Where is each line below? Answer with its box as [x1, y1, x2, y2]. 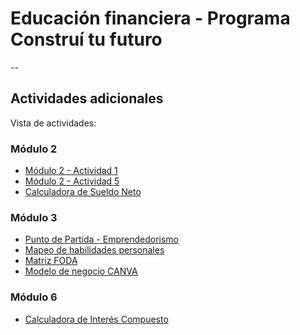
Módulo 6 [10, 290, 58, 304]
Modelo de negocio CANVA [24, 265, 138, 277]
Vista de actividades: [10, 117, 97, 129]
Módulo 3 [10, 210, 58, 224]
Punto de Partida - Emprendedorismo [24, 233, 180, 246]
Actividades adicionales [10, 90, 164, 107]
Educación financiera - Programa [10, 7, 291, 30]
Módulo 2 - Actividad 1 [24, 165, 118, 177]
